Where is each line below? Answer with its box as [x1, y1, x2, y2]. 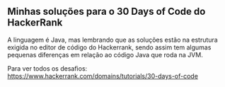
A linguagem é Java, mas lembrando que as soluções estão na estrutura [7, 35, 218, 44]
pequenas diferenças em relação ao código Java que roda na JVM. [7, 50, 203, 59]
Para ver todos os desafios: [7, 64, 88, 73]
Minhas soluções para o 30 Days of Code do [7, 6, 206, 18]
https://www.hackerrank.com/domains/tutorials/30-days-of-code [7, 71, 198, 80]
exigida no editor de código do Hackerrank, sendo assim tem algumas [7, 42, 212, 52]
